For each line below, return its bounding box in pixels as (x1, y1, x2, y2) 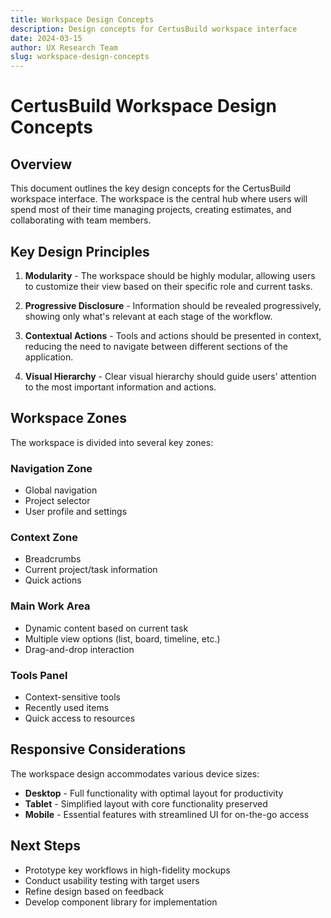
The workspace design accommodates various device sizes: (10, 767, 260, 780)
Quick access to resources (24, 712, 136, 724)
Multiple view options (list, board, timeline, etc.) (24, 632, 221, 645)
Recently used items (24, 701, 110, 713)
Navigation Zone (10, 461, 93, 475)
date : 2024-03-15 (10, 33, 83, 43)
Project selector (24, 495, 91, 507)
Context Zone (10, 530, 78, 544)
